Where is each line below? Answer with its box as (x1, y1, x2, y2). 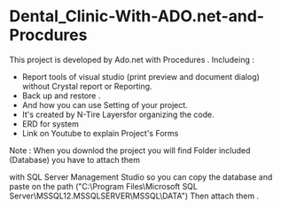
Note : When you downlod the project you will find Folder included (9, 144, 251, 156)
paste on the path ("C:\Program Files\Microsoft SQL (9, 181, 198, 191)
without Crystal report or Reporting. (21, 81, 152, 91)
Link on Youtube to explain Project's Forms (21, 128, 179, 138)
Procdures (9, 25, 88, 45)
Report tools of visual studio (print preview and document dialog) (21, 71, 260, 81)
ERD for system (21, 118, 80, 129)
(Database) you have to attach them (9, 154, 140, 165)
